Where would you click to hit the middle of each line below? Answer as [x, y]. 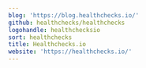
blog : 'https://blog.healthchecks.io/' [74, 15]
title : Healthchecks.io [47, 45]
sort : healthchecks [40, 37]
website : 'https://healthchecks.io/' [70, 52]
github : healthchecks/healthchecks [67, 23]
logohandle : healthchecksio [54, 30]
